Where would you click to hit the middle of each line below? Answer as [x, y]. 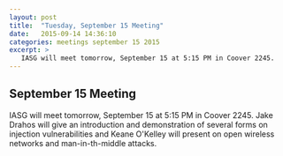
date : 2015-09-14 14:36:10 [63, 33]
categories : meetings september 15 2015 [85, 42]
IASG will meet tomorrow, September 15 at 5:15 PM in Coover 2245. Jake [141, 115]
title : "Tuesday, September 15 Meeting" [87, 26]
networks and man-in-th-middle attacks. [83, 143]
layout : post [33, 17]
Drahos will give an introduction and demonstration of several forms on [138, 124]
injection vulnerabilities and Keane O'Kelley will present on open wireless [142, 134]
